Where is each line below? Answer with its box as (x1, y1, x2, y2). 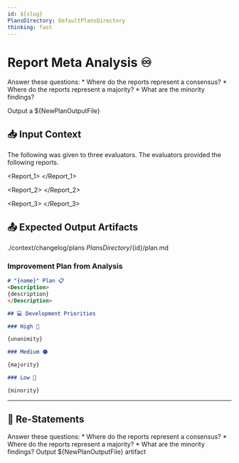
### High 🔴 (7, 323, 40, 330)
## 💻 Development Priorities (7, 310, 96, 317)
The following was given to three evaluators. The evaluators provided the (7, 151, 222, 159)
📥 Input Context (7, 128, 82, 140)
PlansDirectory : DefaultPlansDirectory (7, 17, 126, 24)
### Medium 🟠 (7, 348, 48, 356)
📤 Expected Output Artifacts (7, 221, 139, 233)
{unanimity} (7, 336, 43, 343)
